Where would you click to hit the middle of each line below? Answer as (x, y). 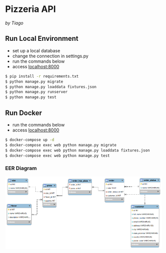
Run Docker (24, 113)
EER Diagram (21, 168)
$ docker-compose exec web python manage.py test (58, 155)
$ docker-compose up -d (30, 140)
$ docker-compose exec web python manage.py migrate (61, 145)
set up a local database (36, 50)
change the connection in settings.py (50, 56)
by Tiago (14, 23)
